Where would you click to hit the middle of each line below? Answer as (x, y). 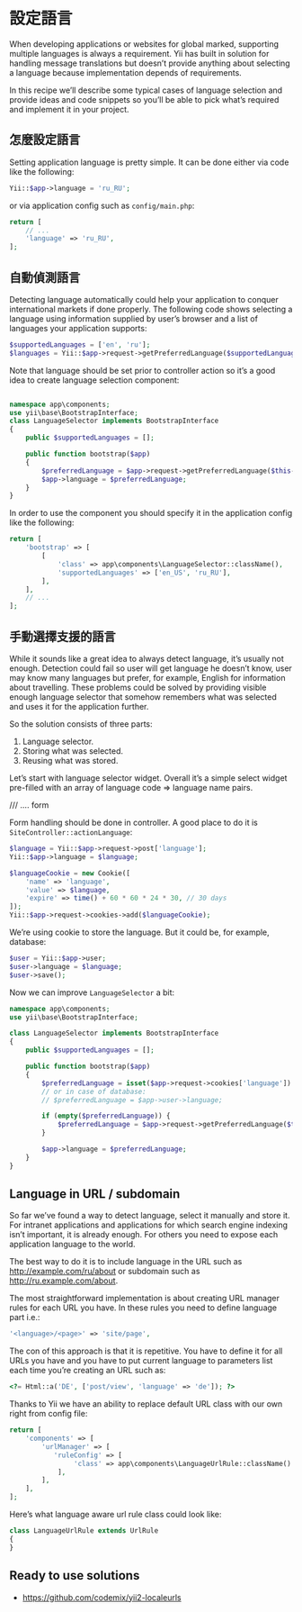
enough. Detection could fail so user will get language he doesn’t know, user (151, 668)
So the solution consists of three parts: (81, 724)
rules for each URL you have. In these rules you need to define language (143, 1308)
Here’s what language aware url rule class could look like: (115, 1515)
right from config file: (49, 1414)
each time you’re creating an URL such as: (88, 1371)
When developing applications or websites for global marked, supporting (144, 44)
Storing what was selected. (73, 751)
